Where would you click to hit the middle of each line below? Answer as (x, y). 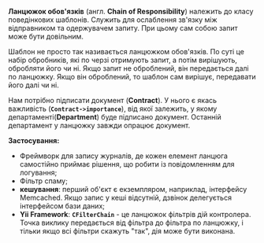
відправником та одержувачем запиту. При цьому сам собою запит (123, 28)
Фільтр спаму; (44, 181)
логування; (38, 173)
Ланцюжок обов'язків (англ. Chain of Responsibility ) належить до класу (131, 11)
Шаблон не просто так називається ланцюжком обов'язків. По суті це (126, 52)
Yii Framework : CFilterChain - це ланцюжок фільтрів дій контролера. (135, 214)
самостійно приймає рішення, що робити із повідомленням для (127, 164)
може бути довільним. (46, 36)
